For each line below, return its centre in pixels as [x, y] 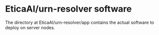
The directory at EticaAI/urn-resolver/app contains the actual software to [79, 22]
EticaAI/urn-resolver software [69, 9]
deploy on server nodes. [30, 27]
